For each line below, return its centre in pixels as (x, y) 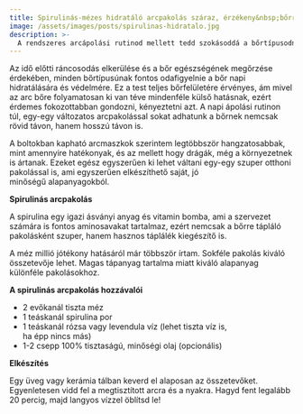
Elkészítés (29, 363)
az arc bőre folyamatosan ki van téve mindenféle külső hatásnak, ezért (141, 97)
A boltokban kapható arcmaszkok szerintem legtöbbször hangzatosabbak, (147, 143)
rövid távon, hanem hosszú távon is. (76, 126)
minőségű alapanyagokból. (60, 182)
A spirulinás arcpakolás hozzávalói (76, 290)
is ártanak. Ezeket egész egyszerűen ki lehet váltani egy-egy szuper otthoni (150, 162)
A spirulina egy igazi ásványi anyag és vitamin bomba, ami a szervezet (140, 216)
